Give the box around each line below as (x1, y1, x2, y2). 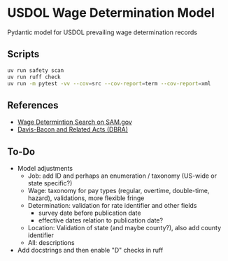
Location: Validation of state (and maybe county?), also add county (27, 224, 222, 232)
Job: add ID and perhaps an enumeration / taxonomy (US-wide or (27, 171, 217, 180)
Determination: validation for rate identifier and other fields (27, 202, 197, 209)
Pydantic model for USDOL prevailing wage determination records (7, 28, 198, 36)
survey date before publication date (38, 209, 141, 217)
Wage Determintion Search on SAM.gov (17, 118, 133, 127)
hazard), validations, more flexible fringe (27, 194, 145, 202)
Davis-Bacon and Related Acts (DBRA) (17, 125, 128, 134)
